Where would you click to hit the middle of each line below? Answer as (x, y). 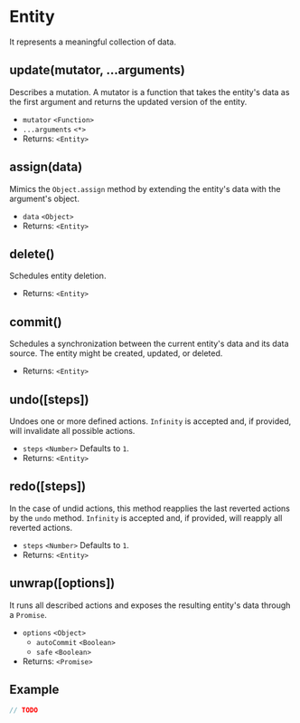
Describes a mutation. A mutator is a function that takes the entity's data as (150, 92)
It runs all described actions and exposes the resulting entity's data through (150, 605)
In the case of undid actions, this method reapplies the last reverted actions (150, 508)
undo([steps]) (49, 399)
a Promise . (28, 614)
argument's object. (44, 198)
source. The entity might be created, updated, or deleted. (116, 353)
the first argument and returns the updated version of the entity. (128, 101)
